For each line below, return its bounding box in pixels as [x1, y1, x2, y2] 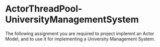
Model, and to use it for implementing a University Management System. [5, 36, 155, 42]
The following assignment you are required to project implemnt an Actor [5, 30, 154, 36]
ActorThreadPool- [5, 3, 83, 15]
